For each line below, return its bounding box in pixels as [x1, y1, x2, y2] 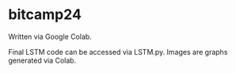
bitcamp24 [8, 6, 82, 24]
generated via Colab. [8, 56, 77, 65]
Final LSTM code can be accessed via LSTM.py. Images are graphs [8, 47, 228, 56]
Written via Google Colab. [8, 32, 93, 41]
